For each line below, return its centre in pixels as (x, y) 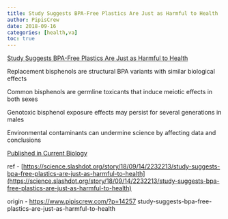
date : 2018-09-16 (32, 26)
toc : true (21, 39)
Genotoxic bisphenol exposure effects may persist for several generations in (114, 113)
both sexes (23, 99)
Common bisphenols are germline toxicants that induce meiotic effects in (110, 92)
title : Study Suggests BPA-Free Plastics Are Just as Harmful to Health (113, 13)
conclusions (24, 140)
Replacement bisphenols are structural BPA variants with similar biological (111, 72)
